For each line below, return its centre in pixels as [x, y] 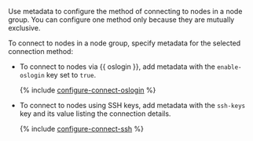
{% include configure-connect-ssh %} [81, 129]
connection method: [40, 51]
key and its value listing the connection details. [95, 114]
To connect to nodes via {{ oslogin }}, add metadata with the [117, 67]
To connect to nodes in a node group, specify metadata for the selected [125, 43]
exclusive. [24, 28]
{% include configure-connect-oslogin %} [88, 90]
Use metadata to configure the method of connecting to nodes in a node [125, 11]
